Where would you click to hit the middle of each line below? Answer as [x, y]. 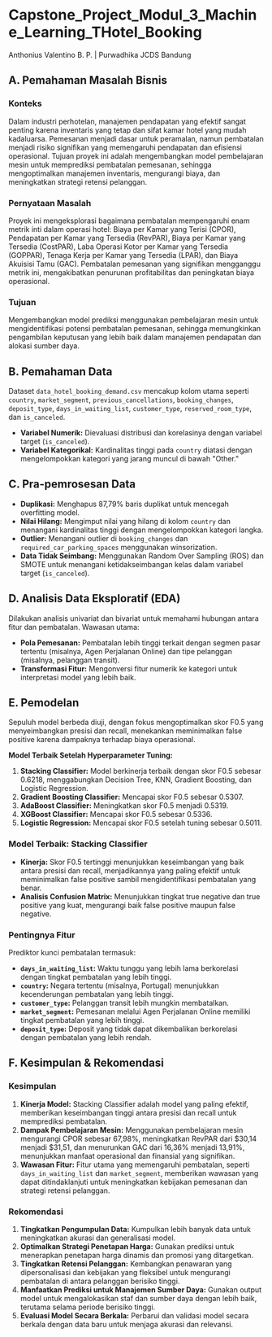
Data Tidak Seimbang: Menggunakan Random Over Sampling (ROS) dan [142, 556]
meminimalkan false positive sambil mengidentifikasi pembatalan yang [138, 879]
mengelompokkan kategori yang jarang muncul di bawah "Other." [130, 459]
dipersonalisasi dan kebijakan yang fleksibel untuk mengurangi [125, 1273]
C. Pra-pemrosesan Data [72, 485]
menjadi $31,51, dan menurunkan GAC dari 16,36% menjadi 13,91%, [132, 1147]
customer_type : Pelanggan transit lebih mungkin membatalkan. [124, 1003]
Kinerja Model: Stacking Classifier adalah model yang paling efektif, [134, 1103]
